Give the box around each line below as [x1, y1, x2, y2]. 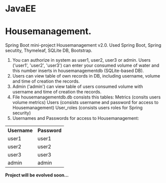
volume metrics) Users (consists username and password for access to [12, 99, 159, 105]
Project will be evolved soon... [5, 172, 69, 178]
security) [12, 110, 31, 116]
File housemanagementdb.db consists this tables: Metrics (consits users [12, 94, 161, 100]
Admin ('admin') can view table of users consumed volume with [12, 84, 143, 90]
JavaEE [5, 3, 36, 14]
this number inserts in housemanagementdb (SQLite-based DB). [12, 68, 144, 74]
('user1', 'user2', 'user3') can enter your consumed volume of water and [12, 63, 160, 69]
